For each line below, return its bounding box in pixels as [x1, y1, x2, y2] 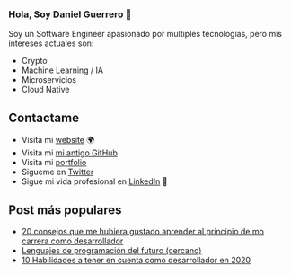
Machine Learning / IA [21, 65, 104, 75]
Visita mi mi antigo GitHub [21, 147, 118, 158]
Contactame [8, 110, 80, 125]
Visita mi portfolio [21, 157, 87, 168]
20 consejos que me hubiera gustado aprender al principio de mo [21, 225, 264, 236]
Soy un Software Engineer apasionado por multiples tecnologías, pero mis [8, 29, 282, 40]
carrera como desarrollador [21, 235, 124, 246]
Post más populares [8, 202, 122, 217]
